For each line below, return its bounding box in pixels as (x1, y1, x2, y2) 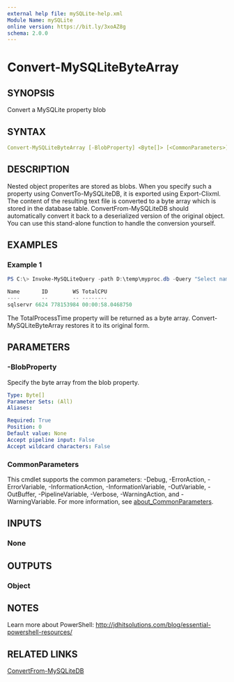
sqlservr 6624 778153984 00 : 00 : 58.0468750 (7, 301, 132, 308)
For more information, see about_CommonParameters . (58, 497, 214, 505)
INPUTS (7, 518, 42, 530)
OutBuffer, (7, 490, 37, 498)
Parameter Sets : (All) (7, 398, 73, 405)
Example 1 (7, 260, 42, 270)
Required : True (7, 417, 52, 425)
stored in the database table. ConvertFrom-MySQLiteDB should (7, 204, 189, 212)
